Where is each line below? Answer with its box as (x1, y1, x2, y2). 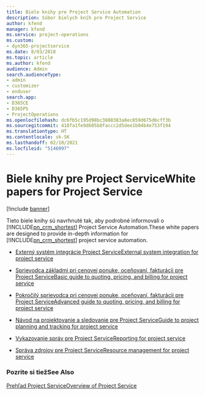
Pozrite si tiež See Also (6, 368, 75, 377)
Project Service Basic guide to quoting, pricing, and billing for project (15, 273, 188, 280)
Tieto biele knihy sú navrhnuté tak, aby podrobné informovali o (6, 216, 164, 224)
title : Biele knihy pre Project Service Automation (6, 9, 141, 15)
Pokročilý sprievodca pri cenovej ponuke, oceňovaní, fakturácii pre (15, 291, 184, 298)
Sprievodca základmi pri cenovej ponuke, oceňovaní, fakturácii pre (15, 267, 184, 274)
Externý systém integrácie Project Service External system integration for (15, 248, 199, 256)
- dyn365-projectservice (6, 43, 70, 50)
